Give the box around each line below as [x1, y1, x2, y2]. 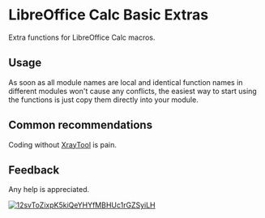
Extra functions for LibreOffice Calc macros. [8, 32, 156, 42]
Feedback [8, 163, 60, 177]
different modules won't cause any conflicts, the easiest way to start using [8, 86, 257, 96]
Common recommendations [8, 118, 152, 132]
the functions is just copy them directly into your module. [8, 95, 199, 105]
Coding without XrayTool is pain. [8, 139, 118, 149]
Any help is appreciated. [8, 185, 90, 194]
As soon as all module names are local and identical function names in [8, 77, 243, 87]
